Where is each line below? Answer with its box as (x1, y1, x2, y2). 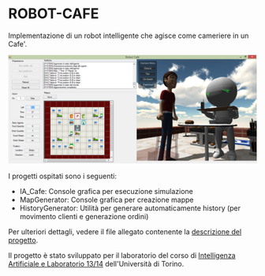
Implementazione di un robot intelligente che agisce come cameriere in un (8, 31, 249, 40)
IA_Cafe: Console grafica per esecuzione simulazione (19, 187, 193, 196)
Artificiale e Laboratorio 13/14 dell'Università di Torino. (8, 259, 185, 269)
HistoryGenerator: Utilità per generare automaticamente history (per (19, 203, 241, 213)
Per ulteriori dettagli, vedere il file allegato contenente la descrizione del (8, 227, 242, 237)
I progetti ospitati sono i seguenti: (8, 171, 117, 181)
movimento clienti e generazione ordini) (19, 212, 149, 222)
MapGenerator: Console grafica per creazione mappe (19, 195, 194, 205)
